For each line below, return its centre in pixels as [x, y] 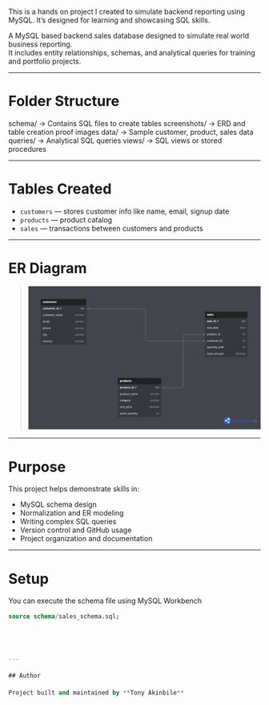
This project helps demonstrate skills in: [74, 489]
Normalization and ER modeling [72, 513]
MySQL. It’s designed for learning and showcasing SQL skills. [109, 20]
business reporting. [40, 44]
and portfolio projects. [45, 61]
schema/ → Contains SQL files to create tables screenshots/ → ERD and [127, 123]
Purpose [37, 467]
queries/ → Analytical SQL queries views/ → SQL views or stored [115, 141]
